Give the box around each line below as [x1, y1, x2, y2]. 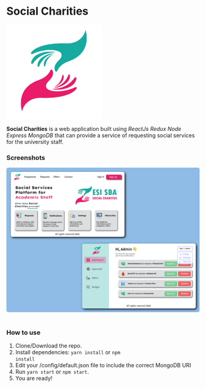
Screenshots [6, 153, 45, 162]
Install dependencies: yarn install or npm [15, 349, 121, 356]
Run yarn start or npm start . [15, 368, 89, 376]
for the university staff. [6, 138, 64, 145]
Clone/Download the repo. [15, 342, 82, 349]
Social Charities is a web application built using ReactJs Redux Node [6, 125, 182, 132]
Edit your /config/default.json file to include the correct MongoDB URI [15, 362, 191, 369]
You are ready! [15, 375, 53, 382]
